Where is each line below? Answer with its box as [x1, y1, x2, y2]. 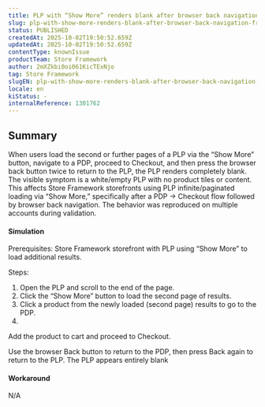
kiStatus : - [8, 92, 47, 100]
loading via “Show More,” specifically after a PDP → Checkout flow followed [8, 191, 255, 201]
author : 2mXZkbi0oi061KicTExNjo [8, 63, 114, 71]
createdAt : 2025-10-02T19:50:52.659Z [8, 33, 132, 42]
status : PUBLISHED [8, 26, 69, 34]
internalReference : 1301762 [8, 99, 101, 107]
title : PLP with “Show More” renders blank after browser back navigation [8, 11, 259, 20]
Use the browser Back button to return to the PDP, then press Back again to [8, 347, 254, 357]
